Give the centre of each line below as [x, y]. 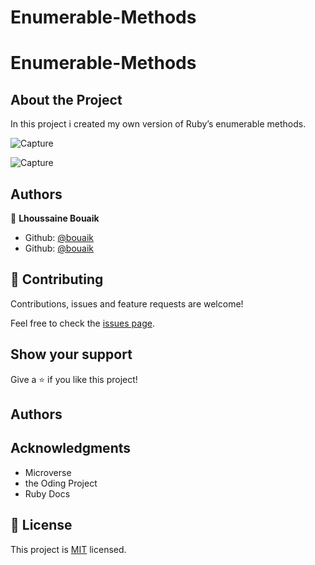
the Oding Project [61, 483]
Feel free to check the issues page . [82, 323]
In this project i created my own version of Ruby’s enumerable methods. [158, 124]
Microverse [48, 472]
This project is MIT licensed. [68, 549]
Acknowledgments [71, 448]
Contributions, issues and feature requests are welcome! [127, 303]
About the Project [66, 99]
